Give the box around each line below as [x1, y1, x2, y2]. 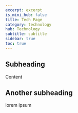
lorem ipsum [5, 102, 32, 108]
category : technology [5, 22, 52, 27]
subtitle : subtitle [5, 31, 47, 36]
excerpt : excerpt [5, 7, 43, 13]
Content [5, 73, 23, 80]
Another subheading [5, 88, 73, 97]
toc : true [5, 41, 27, 46]
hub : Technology [5, 27, 40, 32]
